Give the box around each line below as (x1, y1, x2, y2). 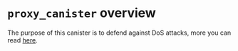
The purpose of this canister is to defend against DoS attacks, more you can (7, 28, 232, 37)
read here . (7, 35, 38, 44)
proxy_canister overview (7, 5, 157, 21)
